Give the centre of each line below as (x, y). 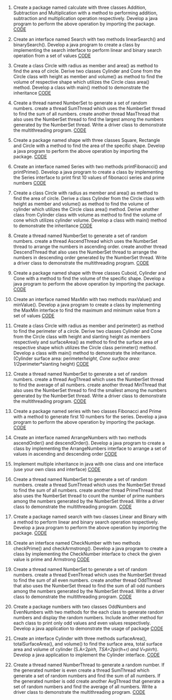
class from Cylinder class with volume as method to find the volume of (88, 215)
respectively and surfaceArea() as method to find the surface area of (86, 342)
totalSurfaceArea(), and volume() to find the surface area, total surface (88, 644)
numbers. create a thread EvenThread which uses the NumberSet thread (90, 575)
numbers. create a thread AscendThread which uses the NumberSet (85, 241)
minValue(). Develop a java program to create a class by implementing (87, 305)
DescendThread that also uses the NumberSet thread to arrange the (85, 252)
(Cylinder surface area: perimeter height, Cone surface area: (77, 358)
